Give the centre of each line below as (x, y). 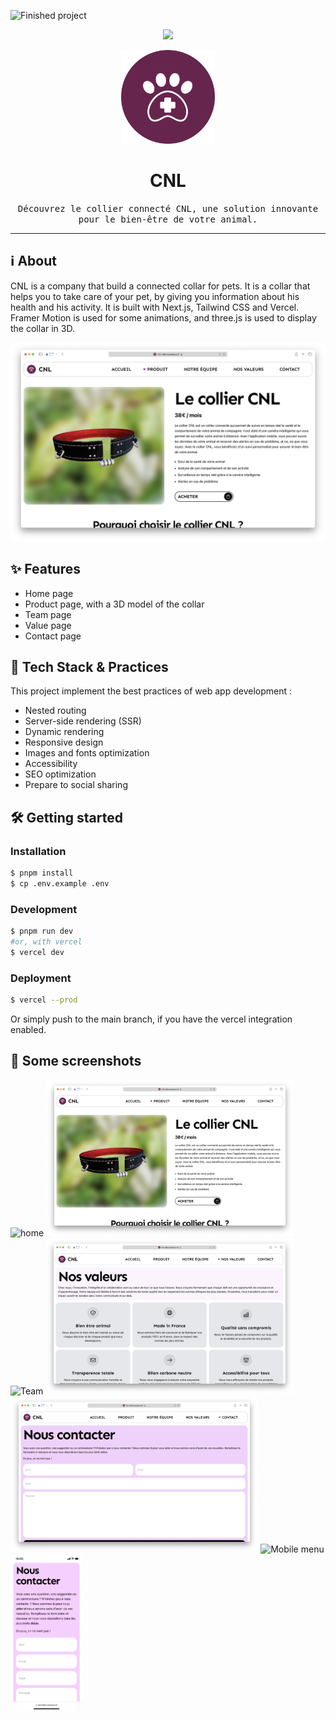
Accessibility (51, 764)
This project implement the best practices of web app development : (151, 691)
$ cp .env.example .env (60, 883)
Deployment (41, 978)
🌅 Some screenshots (76, 1061)
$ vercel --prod (44, 1000)
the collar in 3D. (42, 328)
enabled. (28, 1029)
